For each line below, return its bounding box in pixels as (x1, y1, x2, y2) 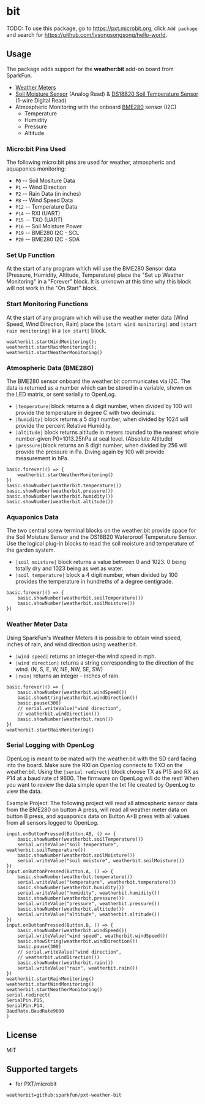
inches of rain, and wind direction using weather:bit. (6, 640, 138, 648)
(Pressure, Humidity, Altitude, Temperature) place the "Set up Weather (6, 271, 184, 279)
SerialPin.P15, (6, 997, 45, 1003)
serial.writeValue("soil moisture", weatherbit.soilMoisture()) (17, 857, 185, 863)
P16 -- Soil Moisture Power (15, 223, 83, 230)
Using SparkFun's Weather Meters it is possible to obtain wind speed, (6, 634, 182, 641)
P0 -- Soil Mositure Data (15, 177, 75, 185)
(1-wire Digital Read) (15, 96, 67, 104)
